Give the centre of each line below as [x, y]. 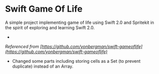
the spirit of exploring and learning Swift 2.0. [50, 27]
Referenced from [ [23, 46]
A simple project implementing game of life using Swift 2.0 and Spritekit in [79, 22]
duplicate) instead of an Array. [43, 66]
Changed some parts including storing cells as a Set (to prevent [76, 61]
